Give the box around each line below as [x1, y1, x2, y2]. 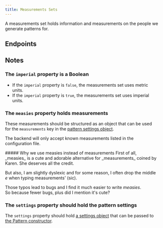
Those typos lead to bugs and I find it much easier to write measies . [5, 185, 142, 190]
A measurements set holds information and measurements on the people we [5, 20, 158, 26]
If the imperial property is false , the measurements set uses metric [12, 82, 148, 88]
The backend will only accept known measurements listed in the [5, 135, 134, 141]
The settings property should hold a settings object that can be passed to [5, 213, 154, 219]
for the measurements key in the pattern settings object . [5, 126, 114, 132]
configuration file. [5, 141, 40, 146]
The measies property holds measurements [5, 110, 109, 116]
